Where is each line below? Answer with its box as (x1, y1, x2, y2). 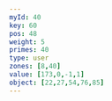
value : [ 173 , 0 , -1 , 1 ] (9, 70, 86, 79)
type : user (9, 54, 49, 62)
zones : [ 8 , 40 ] (9, 62, 62, 71)
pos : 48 (9, 29, 38, 38)
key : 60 (9, 21, 38, 30)
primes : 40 (9, 46, 49, 54)
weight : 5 (9, 37, 46, 47)
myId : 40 (9, 12, 41, 22)
